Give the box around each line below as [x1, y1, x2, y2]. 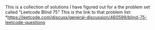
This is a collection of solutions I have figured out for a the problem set [5, 4, 151, 10]
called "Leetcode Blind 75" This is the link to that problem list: [5, 9, 132, 15]
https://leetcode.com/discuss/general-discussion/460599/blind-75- [7, 15, 147, 20]
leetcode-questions [5, 19, 46, 25]
